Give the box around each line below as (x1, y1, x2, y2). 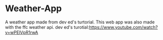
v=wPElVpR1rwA (5, 29, 38, 35)
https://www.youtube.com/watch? (89, 24, 158, 30)
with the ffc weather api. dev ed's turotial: (5, 24, 89, 30)
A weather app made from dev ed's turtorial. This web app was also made (5, 19, 155, 25)
